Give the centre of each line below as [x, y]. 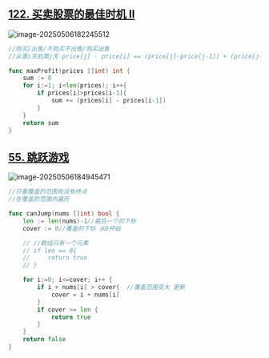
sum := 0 [37, 78]
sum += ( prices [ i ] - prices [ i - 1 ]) [108, 101]
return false [44, 340]
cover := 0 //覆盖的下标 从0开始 [72, 228]
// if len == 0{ [50, 251]
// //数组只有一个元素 [56, 243]
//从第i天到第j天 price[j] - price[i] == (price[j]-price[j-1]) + [118, 56]
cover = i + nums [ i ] [85, 295]
